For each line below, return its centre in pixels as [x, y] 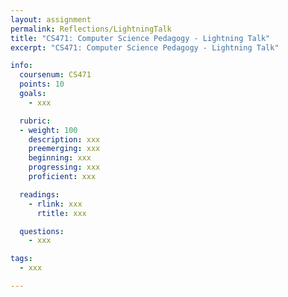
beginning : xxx [60, 158]
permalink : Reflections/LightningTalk [91, 29]
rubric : [35, 121]
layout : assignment [51, 19]
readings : [39, 194]
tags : [21, 259]
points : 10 [42, 84]
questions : [42, 231]
